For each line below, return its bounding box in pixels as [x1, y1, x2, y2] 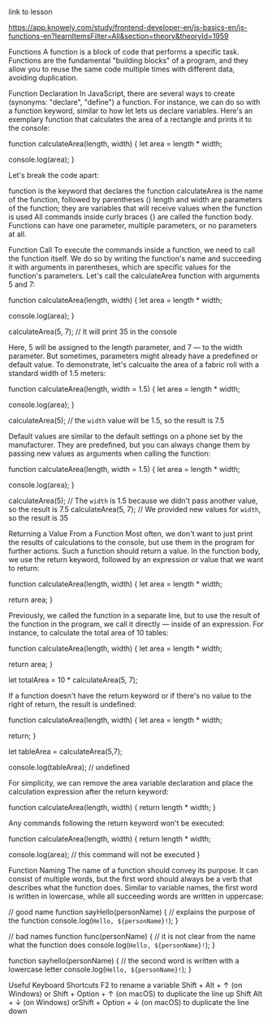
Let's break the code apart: [8, 171, 100, 180]
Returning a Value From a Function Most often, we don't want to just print [8, 529, 253, 539]
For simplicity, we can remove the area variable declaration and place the [8, 778, 253, 787]
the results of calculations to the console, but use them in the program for [8, 538, 255, 547]
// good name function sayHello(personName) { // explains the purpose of [8, 907, 256, 916]
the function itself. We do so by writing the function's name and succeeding [8, 253, 262, 263]
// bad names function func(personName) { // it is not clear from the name [8, 932, 256, 941]
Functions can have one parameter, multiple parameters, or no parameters [8, 221, 257, 230]
